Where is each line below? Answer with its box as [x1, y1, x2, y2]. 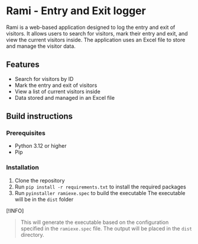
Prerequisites [6, 129, 46, 137]
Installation [6, 164, 40, 172]
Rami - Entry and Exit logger [6, 4, 146, 18]
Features [6, 60, 40, 70]
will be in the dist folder [14, 196, 74, 203]
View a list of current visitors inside [14, 87, 100, 95]
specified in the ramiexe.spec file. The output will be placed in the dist [20, 225, 193, 232]
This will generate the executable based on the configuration [20, 219, 169, 226]
